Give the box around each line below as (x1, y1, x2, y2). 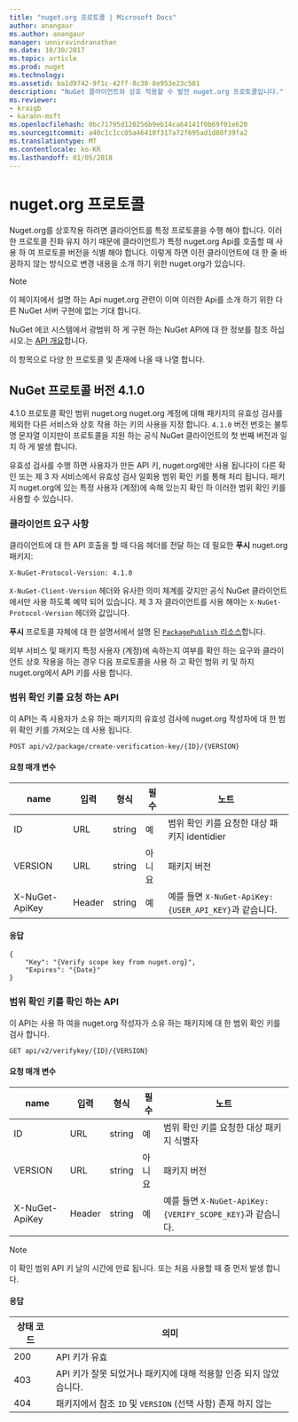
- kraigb (9, 104, 42, 113)
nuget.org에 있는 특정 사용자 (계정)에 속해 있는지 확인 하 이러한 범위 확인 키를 (18, 483, 286, 493)
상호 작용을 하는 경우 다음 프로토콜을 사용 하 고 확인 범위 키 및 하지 (25, 656, 255, 666)
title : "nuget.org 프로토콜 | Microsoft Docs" (9, 12, 177, 22)
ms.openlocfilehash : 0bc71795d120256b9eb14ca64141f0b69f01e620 (9, 121, 248, 130)
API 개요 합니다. (35, 335, 89, 346)
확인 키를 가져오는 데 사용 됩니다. (18, 724, 132, 735)
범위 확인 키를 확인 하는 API (9, 995, 120, 1008)
